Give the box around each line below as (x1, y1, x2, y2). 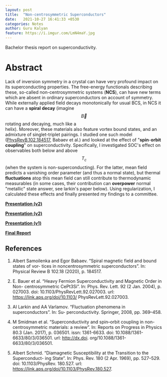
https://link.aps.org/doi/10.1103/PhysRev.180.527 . (12, 365, 112, 371)
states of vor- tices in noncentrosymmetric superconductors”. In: (12, 263, 146, 269)
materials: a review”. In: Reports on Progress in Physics (48, 324, 162, 330)
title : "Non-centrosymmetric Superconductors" (5, 12, 106, 17)
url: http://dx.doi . (54, 334, 89, 341)
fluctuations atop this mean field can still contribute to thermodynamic (5, 175, 151, 181)
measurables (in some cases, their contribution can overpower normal (5, 180, 151, 186)
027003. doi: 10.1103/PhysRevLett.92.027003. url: (12, 289, 115, 295)
